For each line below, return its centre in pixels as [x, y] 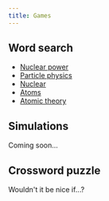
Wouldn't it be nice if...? [47, 190]
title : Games [30, 16]
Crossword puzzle [54, 170]
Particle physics [46, 76]
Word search [41, 48]
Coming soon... [33, 145]
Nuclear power [44, 67]
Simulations [39, 126]
